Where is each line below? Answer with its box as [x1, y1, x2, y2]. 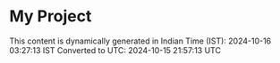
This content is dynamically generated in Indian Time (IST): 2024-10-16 [9, 35, 272, 46]
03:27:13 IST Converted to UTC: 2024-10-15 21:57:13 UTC [9, 44, 222, 55]
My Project [9, 6, 92, 27]
